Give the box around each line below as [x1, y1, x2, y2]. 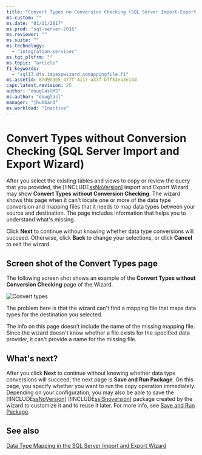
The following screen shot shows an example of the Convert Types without [6, 274, 196, 282]
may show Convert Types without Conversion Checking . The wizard [6, 190, 181, 198]
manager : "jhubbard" [6, 99, 59, 105]
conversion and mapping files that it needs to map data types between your [6, 203, 195, 210]
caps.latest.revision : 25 [6, 83, 72, 89]
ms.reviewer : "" [6, 32, 47, 38]
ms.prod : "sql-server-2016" [6, 26, 78, 32]
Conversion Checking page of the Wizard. [6, 281, 113, 288]
